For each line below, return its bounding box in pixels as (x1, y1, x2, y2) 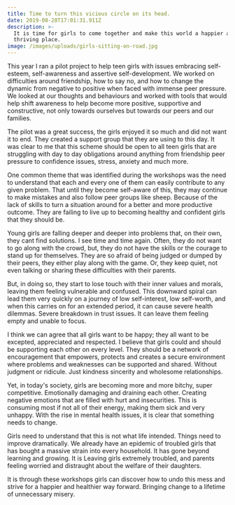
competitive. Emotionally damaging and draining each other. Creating (7, 389, 207, 397)
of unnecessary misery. (7, 490, 76, 498)
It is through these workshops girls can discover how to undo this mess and (7, 475, 226, 483)
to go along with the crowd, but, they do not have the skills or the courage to (7, 244, 227, 252)
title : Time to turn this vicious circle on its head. (7, 10, 171, 17)
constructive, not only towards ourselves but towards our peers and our (7, 106, 215, 115)
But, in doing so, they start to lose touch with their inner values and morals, (7, 280, 223, 287)
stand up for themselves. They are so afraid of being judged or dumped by (7, 251, 222, 259)
